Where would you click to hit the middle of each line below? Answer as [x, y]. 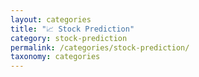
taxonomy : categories [55, 57]
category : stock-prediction [69, 38]
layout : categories [51, 19]
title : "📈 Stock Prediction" [72, 29]
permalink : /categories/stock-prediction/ [100, 47]
